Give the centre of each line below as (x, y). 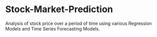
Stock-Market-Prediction (59, 9)
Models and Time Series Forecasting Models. (53, 28)
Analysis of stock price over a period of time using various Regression (79, 23)
